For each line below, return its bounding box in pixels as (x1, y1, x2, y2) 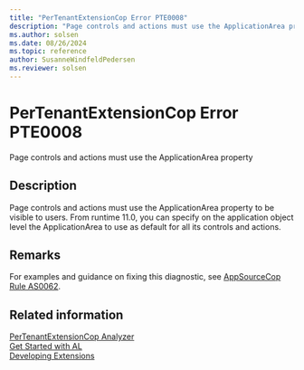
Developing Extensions (9, 350, 95, 362)
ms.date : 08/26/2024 (9, 38, 88, 48)
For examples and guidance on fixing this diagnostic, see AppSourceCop (9, 271, 281, 282)
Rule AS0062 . (9, 281, 62, 292)
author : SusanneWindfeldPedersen (9, 55, 136, 64)
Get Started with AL (9, 341, 83, 352)
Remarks (9, 248, 62, 263)
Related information (9, 307, 124, 322)
